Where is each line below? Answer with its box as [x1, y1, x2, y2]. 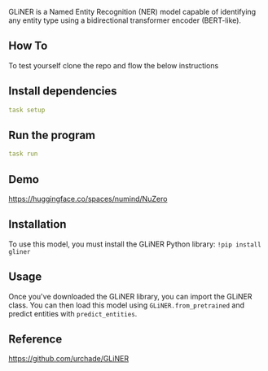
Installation [8, 217, 67, 231]
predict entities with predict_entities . [8, 308, 138, 318]
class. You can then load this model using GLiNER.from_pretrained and [8, 300, 245, 310]
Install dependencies [8, 85, 117, 98]
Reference [8, 333, 63, 347]
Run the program [8, 128, 96, 142]
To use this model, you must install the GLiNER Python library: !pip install [8, 239, 262, 249]
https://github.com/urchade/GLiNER [8, 354, 129, 364]
